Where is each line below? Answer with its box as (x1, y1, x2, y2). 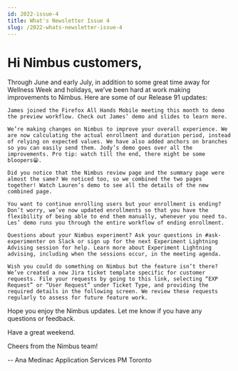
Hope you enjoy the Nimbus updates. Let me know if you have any (7, 307, 202, 315)
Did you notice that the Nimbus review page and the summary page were (7, 169, 224, 177)
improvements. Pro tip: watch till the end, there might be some (7, 151, 205, 158)
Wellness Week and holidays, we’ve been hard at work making (7, 86, 191, 94)
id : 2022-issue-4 (7, 10, 59, 18)
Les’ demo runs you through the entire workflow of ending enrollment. (7, 219, 224, 227)
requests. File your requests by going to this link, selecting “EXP (7, 275, 219, 283)
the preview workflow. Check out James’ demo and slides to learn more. (7, 113, 228, 121)
